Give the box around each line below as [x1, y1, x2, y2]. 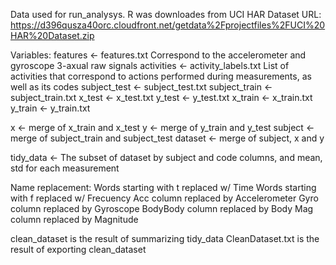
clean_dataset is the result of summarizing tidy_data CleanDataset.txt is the [10, 233, 320, 244]
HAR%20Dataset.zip [10, 30, 95, 41]
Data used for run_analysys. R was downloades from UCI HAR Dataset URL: [10, 9, 322, 20]
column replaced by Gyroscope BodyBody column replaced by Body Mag [10, 203, 314, 214]
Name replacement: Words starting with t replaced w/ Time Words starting [10, 182, 317, 193]
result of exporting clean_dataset [10, 244, 147, 255]
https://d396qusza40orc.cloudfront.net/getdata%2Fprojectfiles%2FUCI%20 [10, 19, 326, 31]
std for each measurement [10, 162, 120, 174]
